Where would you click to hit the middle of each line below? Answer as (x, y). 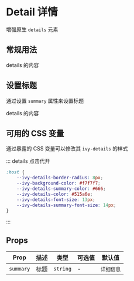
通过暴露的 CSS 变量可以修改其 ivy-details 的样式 (67, 149)
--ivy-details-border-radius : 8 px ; (60, 178)
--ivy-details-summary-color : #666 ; (61, 189)
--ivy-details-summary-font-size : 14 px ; (66, 205)
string (63, 269)
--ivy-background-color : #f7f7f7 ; (59, 183)
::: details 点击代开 (28, 161)
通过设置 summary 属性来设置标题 (45, 101)
